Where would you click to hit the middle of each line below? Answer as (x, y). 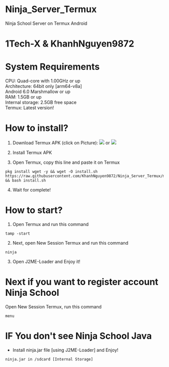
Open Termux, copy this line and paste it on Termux (66, 162)
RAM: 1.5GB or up (23, 97)
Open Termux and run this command (51, 224)
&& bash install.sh (26, 180)
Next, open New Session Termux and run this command (70, 243)
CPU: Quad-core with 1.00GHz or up (43, 81)
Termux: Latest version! (30, 108)
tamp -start (18, 234)
